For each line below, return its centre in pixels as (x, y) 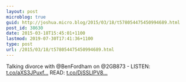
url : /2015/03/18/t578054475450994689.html (60, 50)
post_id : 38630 (25, 28)
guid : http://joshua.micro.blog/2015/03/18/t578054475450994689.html (93, 22)
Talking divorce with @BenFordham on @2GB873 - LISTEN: (78, 66)
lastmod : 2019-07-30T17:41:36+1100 (50, 39)
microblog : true (26, 17)
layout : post (22, 11)
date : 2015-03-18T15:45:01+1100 (46, 33)
